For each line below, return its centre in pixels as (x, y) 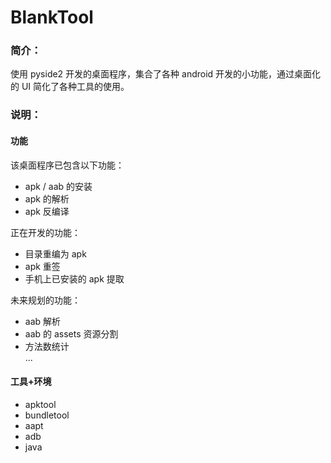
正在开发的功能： (45, 232)
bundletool (47, 415)
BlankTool (52, 17)
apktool (40, 404)
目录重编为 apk (55, 253)
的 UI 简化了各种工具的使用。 (70, 87)
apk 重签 (42, 266)
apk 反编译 (47, 211)
